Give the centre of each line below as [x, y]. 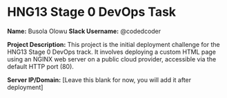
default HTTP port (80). [41, 66]
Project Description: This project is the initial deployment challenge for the [113, 44]
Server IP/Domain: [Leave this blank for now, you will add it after [99, 79]
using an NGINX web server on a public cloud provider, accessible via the [112, 59]
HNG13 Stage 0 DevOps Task [92, 12]
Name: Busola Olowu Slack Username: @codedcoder [84, 31]
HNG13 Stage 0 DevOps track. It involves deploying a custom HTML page [111, 52]
